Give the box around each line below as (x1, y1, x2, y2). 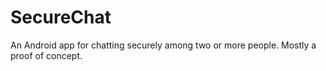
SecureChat (10, 6, 112, 29)
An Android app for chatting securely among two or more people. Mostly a (10, 39, 317, 51)
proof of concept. (10, 49, 83, 61)
